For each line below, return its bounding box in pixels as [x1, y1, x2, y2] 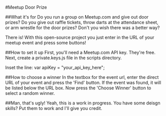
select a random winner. [5, 90, 55, 96]
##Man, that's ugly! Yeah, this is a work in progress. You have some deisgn [5, 100, 160, 106]
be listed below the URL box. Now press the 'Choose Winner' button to [5, 85, 151, 91]
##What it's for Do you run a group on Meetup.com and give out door [5, 14, 149, 20]
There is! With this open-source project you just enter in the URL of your [5, 35, 154, 40]
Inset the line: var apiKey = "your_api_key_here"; [5, 65, 105, 70]
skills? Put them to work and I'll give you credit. [5, 105, 103, 111]
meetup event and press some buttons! [5, 40, 86, 46]
